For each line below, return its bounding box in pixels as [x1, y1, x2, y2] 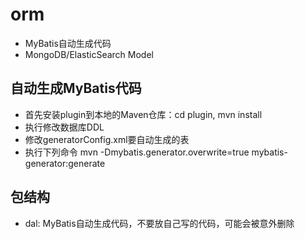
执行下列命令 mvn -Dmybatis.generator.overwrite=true [24, 146, 250, 158]
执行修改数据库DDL [24, 121, 105, 133]
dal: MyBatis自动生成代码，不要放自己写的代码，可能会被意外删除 [24, 217, 295, 229]
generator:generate [24, 157, 106, 169]
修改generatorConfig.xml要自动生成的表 [24, 133, 190, 145]
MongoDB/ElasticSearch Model [24, 48, 154, 60]
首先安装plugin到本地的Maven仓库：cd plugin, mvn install [24, 108, 263, 120]
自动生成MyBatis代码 [10, 80, 142, 97]
